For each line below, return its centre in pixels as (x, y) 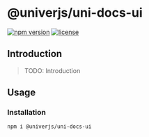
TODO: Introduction (52, 70)
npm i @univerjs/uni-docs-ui (49, 127)
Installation (27, 113)
